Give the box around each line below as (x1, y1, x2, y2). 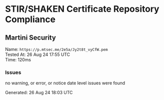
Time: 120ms (5, 57, 31, 62)
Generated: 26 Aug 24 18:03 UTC (5, 90, 73, 96)
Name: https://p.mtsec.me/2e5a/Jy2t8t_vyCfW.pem (5, 47, 108, 52)
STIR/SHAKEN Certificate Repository (5, 3, 160, 15)
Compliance (5, 14, 56, 25)
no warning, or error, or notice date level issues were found (5, 80, 126, 86)
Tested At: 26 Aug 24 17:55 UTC (5, 51, 70, 57)
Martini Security (5, 33, 56, 42)
